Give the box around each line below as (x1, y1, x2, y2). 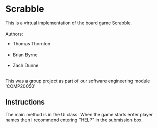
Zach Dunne (12, 62, 39, 68)
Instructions (5, 98, 45, 107)
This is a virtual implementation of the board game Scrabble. (5, 20, 133, 26)
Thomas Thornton (12, 40, 51, 46)
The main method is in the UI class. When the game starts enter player (5, 111, 153, 117)
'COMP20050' (5, 83, 36, 89)
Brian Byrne (12, 52, 38, 58)
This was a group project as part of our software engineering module (5, 78, 150, 84)
